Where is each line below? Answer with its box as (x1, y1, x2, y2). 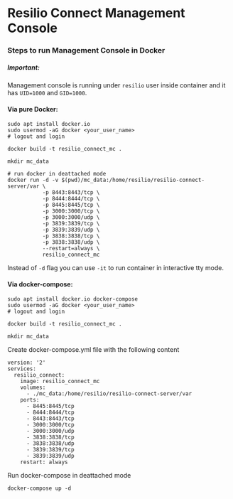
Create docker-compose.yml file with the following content (7, 345, 180, 354)
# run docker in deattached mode (7, 171, 107, 178)
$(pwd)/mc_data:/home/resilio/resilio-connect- (61, 176, 205, 184)
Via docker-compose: (7, 279, 73, 289)
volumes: (20, 384, 46, 392)
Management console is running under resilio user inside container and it (7, 81, 226, 90)
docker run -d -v (7, 176, 59, 184)
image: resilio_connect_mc (20, 378, 100, 385)
